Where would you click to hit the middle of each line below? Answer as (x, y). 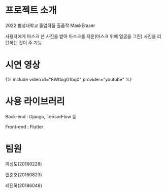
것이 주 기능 (30, 42)
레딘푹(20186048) (24, 185)
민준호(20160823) (24, 174)
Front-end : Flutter (24, 126)
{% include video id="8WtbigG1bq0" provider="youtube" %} (69, 79)
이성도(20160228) (24, 164)
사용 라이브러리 (35, 102)
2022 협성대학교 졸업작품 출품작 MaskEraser (50, 25)
